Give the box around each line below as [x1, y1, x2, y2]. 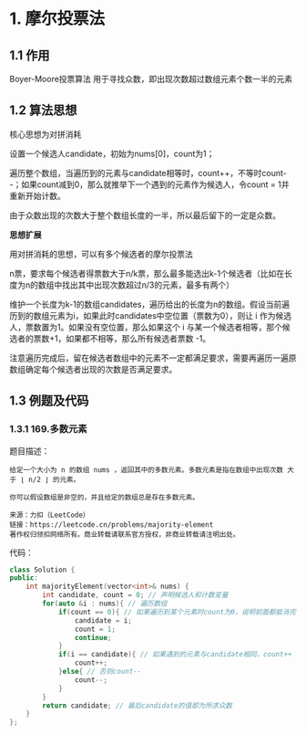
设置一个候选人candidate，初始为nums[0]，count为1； [9, 148, 215, 159]
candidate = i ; [74, 615, 132, 625]
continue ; [74, 633, 112, 642]
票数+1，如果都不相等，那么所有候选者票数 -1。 [33, 332, 211, 343]
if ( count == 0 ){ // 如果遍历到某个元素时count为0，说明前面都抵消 [57, 607, 290, 616]
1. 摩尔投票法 [9, 8, 106, 29]
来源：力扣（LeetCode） [9, 510, 90, 520]
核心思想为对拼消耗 [9, 129, 82, 140]
